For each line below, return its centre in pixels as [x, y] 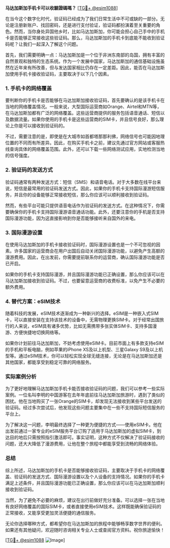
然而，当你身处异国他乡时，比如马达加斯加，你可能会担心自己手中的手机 [89, 31]
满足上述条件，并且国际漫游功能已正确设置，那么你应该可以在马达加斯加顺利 [85, 483]
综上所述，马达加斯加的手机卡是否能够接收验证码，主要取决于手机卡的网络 [83, 470]
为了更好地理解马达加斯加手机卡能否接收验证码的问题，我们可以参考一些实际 [85, 389]
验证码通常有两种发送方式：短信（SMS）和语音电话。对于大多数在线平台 [81, 182]
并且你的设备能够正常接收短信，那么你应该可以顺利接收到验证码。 [83, 194]
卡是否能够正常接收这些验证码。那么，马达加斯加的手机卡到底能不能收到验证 [85, 38]
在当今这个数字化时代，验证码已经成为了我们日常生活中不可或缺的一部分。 [83, 19]
